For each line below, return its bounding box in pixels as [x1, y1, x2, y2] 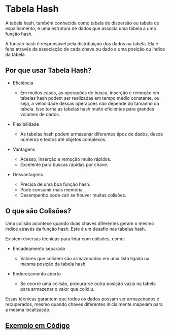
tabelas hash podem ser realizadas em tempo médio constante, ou [20, 95, 160, 101]
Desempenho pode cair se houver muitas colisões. [20, 192, 127, 198]
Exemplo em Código [5, 321, 70, 330]
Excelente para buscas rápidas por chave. [20, 161, 108, 167]
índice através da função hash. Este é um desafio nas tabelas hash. [5, 226, 146, 232]
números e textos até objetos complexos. [20, 136, 107, 143]
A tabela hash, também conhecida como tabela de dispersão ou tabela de [5, 20, 160, 26]
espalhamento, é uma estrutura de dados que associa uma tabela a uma [5, 25, 156, 31]
